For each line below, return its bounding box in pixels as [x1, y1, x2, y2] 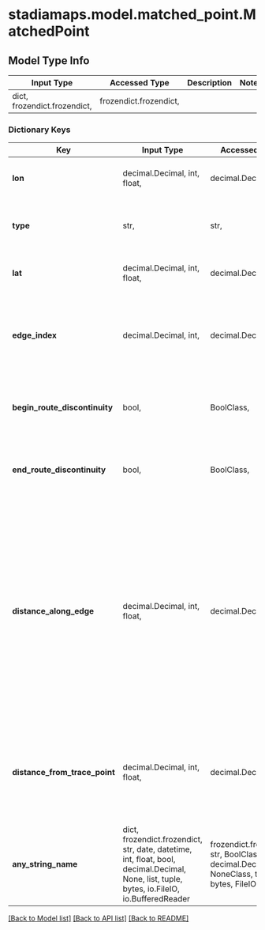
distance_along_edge [12, 606, 95, 617]
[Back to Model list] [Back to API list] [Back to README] [8, 913, 189, 923]
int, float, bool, [122, 854, 176, 865]
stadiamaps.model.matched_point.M [8, 6, 256, 24]
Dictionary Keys [8, 124, 71, 135]
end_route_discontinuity [12, 464, 106, 475]
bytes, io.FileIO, [122, 883, 180, 894]
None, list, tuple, [122, 874, 183, 885]
